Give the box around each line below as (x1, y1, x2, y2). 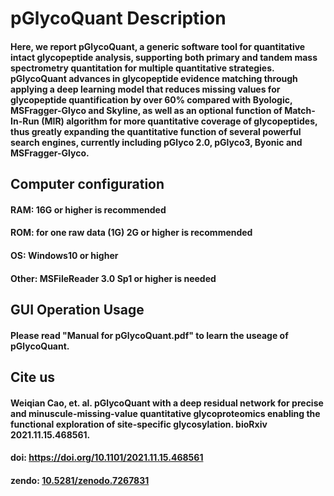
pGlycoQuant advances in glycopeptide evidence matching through (10, 72, 298, 84)
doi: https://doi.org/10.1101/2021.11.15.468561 (10, 452, 204, 464)
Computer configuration (10, 176, 165, 193)
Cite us (10, 368, 56, 386)
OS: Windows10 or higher (10, 249, 119, 261)
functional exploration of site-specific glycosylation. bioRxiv (10, 418, 268, 430)
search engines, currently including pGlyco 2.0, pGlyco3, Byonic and (10, 136, 303, 148)
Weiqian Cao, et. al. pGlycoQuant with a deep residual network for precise (10, 397, 324, 409)
